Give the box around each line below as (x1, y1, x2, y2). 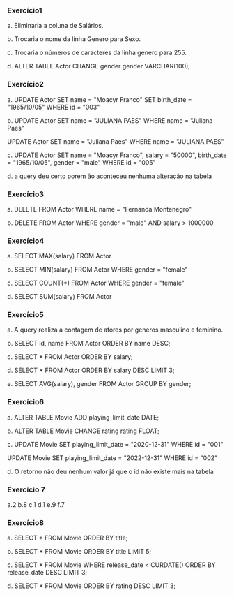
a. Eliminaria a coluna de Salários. (7, 22, 104, 30)
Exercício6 (7, 397, 44, 407)
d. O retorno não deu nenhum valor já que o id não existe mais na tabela (7, 467, 214, 476)
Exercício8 (7, 518, 44, 527)
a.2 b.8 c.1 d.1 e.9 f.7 (7, 501, 65, 509)
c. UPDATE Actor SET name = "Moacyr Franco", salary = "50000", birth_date (7, 151, 227, 159)
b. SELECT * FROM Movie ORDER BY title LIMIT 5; (7, 547, 152, 556)
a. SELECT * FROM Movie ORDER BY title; (7, 533, 128, 543)
